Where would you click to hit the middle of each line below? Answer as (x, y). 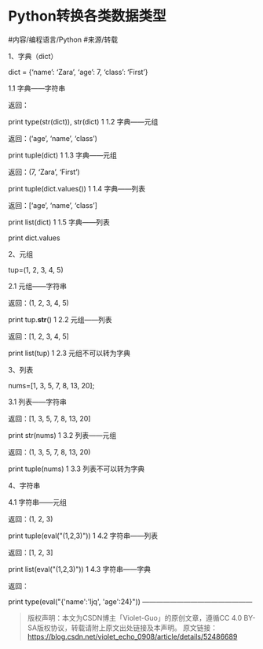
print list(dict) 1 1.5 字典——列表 (59, 222)
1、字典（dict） (33, 56)
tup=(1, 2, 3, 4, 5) (36, 269)
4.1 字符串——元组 (38, 502)
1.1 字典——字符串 (37, 88)
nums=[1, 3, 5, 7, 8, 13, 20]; (51, 385)
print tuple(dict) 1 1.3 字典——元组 (63, 155)
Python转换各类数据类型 (87, 16)
